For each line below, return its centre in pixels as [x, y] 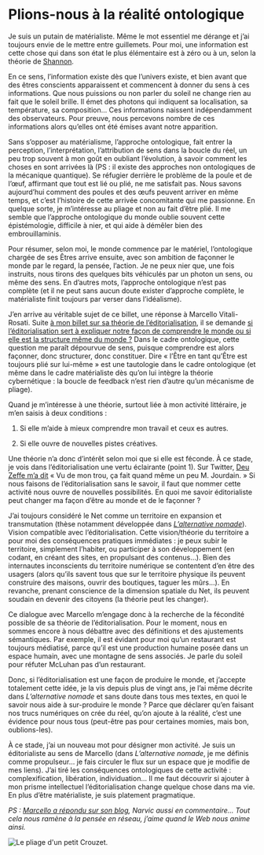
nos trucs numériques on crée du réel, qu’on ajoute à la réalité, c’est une [125, 713]
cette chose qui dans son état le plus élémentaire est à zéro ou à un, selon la [132, 53]
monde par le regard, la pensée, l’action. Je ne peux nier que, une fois [121, 266]
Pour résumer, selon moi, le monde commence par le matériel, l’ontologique [130, 248]
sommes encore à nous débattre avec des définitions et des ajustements [126, 631]
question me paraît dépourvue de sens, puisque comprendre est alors [121, 347]
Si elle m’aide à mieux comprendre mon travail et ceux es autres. [124, 428]
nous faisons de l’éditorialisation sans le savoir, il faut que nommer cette [125, 483]
